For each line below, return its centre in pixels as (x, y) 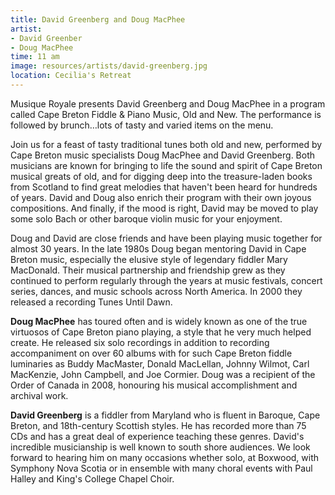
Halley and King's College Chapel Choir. (92, 478)
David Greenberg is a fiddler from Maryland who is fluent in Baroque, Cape (165, 415)
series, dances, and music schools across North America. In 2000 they (156, 291)
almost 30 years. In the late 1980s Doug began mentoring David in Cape (158, 248)
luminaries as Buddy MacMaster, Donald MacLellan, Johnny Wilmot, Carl (160, 363)
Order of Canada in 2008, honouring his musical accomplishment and (154, 385)
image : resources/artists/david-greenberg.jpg (109, 66)
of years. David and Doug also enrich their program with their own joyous (161, 197)
